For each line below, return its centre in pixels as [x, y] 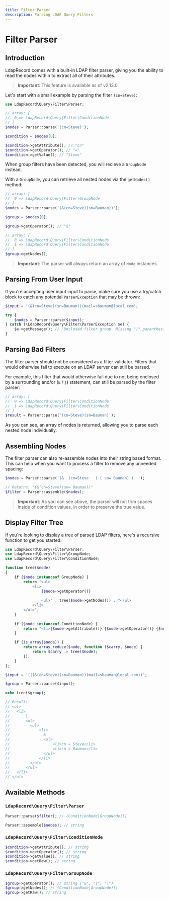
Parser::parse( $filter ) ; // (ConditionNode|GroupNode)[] [66, 816]
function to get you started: [33, 540]
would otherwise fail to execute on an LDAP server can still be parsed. [78, 367]
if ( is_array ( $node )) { [39, 642]
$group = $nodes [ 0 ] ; [27, 217]
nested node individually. [31, 430]
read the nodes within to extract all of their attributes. [60, 75]
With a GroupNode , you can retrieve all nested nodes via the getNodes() [78, 180]
